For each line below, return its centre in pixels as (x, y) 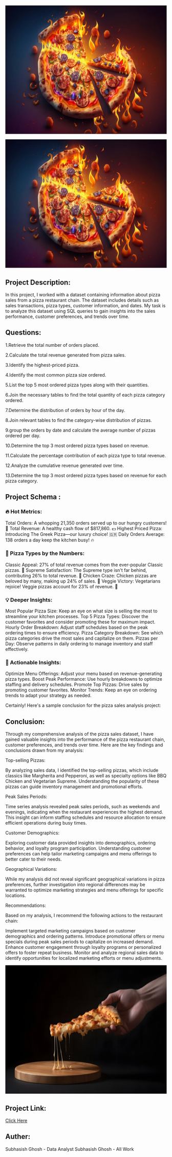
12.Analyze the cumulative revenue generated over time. (64, 465)
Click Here (16, 1121)
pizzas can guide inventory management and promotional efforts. (74, 787)
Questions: (23, 333)
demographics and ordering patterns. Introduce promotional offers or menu (85, 936)
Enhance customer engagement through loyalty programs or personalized (83, 947)
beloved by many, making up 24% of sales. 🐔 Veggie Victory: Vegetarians (83, 581)
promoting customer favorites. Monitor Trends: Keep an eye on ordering (81, 690)
